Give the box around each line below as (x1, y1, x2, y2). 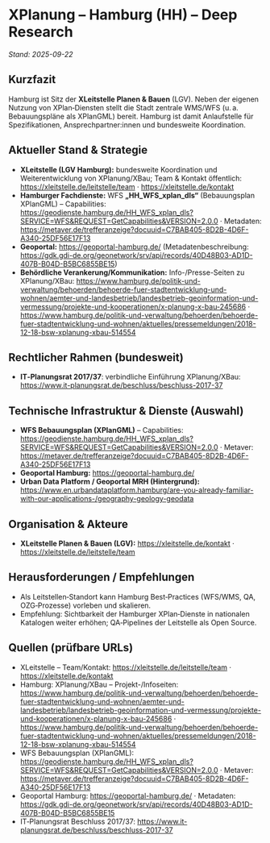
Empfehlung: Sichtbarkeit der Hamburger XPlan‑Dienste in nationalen (19, 608, 250, 618)
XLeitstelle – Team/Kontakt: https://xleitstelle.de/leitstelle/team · (19, 662, 232, 672)
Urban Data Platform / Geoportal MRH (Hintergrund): (19, 477, 200, 487)
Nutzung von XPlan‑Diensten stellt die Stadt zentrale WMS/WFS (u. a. (8, 102, 239, 112)
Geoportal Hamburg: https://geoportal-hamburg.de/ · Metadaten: (19, 791, 236, 800)
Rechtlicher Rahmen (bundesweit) (8, 351, 184, 364)
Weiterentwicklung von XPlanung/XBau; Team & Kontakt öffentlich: (19, 173, 243, 183)
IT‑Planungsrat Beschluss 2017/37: (19, 816, 135, 826)
